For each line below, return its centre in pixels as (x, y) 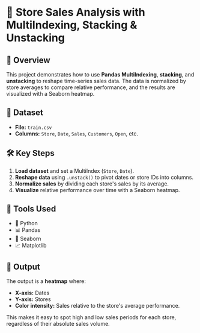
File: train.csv (33, 127)
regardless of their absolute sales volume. (58, 324)
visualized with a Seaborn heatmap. (50, 94)
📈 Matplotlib (31, 246)
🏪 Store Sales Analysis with (76, 12)
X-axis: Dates (32, 293)
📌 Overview (28, 60)
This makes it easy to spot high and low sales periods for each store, (91, 317)
